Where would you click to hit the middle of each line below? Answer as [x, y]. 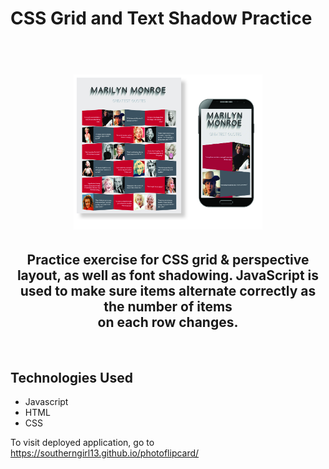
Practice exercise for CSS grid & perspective [168, 259]
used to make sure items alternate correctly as [168, 290]
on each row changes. [168, 322]
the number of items [168, 306]
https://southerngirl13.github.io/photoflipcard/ [105, 453]
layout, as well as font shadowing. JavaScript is [168, 275]
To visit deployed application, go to [82, 443]
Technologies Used [71, 377]
